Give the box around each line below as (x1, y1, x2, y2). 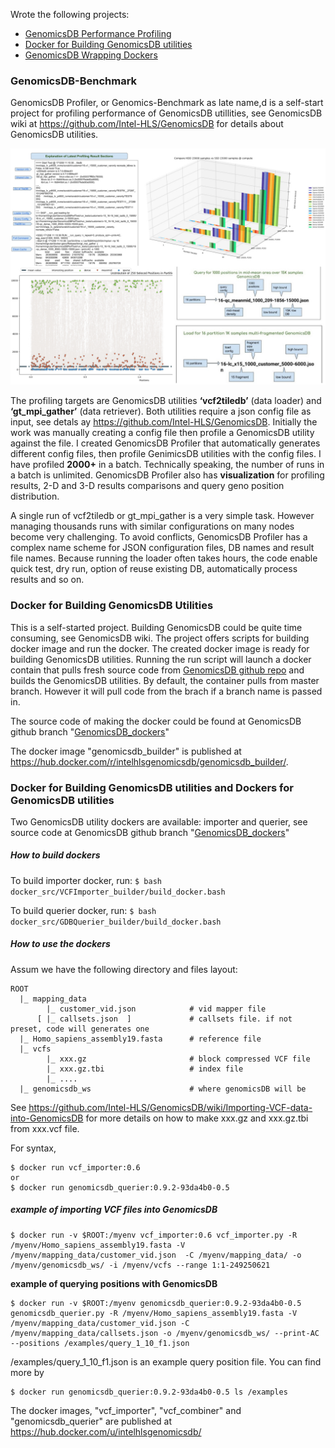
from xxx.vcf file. (10, 1122, 80, 1134)
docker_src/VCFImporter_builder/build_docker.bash (10, 887, 226, 897)
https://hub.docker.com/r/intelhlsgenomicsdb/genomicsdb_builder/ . (10, 755, 289, 768)
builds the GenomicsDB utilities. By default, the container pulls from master (10, 674, 320, 686)
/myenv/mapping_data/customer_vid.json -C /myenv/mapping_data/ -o (10, 1250, 302, 1260)
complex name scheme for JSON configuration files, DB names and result (10, 542, 315, 554)
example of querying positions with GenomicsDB (10, 1277, 218, 1289)
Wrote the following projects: (10, 9, 130, 20)
